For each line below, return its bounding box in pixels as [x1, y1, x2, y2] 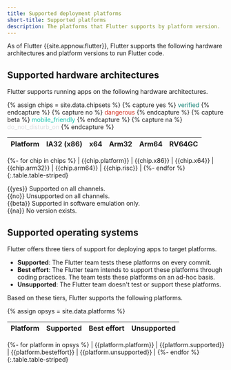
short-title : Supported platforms [7, 17, 107, 23]
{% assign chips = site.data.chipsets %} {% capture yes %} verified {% [7, 101, 210, 109]
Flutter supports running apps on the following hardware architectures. [7, 88, 208, 96]
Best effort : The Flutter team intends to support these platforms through [17, 266, 223, 273]
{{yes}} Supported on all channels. [7, 184, 106, 193]
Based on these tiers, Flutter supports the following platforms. [7, 294, 183, 302]
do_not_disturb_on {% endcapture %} [7, 123, 114, 131]
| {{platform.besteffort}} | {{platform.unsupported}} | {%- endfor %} [7, 348, 200, 356]
